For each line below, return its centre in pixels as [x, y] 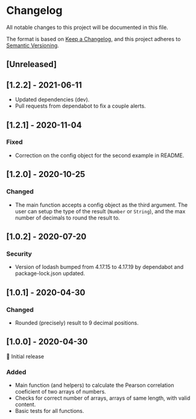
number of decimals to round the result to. [68, 218]
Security [19, 253]
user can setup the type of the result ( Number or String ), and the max [100, 211]
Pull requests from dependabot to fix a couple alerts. [80, 106]
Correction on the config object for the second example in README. [100, 155]
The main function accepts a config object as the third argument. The [101, 205]
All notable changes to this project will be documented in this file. [87, 27]
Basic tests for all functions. [49, 411]
